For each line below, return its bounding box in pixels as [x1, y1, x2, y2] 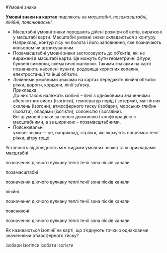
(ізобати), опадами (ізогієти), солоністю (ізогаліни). [12, 108, 123, 114]
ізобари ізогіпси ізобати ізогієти [5, 242, 74, 248]
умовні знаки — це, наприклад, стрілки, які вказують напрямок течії [12, 130, 159, 135]
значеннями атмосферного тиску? [5, 233, 79, 239]
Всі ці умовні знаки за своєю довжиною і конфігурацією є [12, 114, 136, 119]
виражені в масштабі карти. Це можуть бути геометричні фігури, [12, 55, 152, 61]
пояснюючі [5, 208, 29, 214]
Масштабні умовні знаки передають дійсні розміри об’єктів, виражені [12, 29, 162, 34]
